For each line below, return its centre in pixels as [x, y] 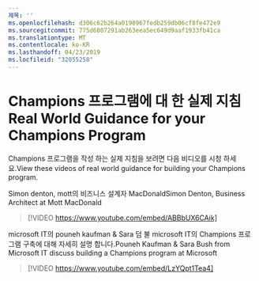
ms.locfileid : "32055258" [51, 60]
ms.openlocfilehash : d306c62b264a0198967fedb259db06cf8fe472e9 [114, 23]
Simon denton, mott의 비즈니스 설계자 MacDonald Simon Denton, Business [127, 193]
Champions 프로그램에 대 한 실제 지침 [125, 102]
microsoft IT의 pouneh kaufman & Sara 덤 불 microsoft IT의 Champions [122, 234]
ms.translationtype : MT [47, 38]
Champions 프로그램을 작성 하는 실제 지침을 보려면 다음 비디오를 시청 [115, 158]
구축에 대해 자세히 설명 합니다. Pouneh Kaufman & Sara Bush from [126, 244]
